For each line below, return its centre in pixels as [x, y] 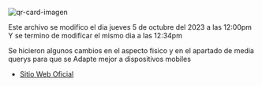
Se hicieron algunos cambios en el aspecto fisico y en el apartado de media [131, 50]
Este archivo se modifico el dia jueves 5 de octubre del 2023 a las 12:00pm [130, 27]
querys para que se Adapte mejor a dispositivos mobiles [100, 59]
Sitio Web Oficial [47, 74]
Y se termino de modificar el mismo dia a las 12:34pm [95, 36]
